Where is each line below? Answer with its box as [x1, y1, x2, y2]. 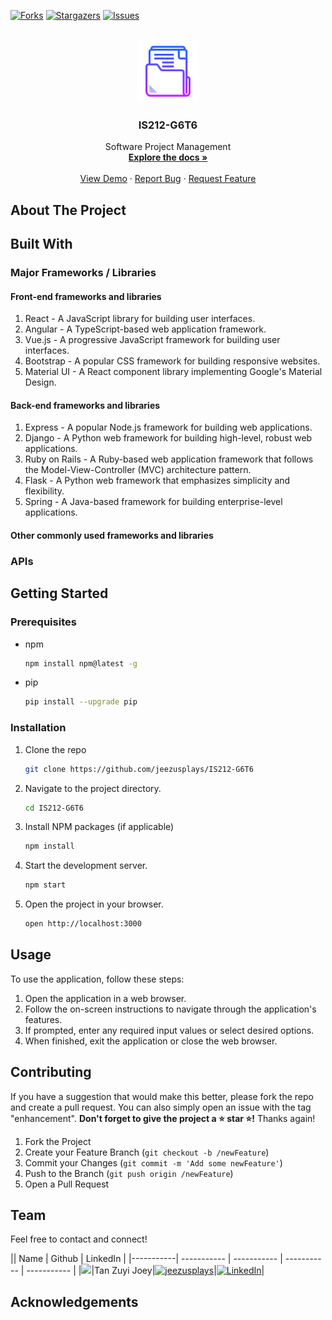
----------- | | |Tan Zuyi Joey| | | [26, 1265, 265, 1277]
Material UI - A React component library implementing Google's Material [24, 366, 323, 378]
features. [24, 1013, 63, 1025]
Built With [10, 236, 73, 253]
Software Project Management [104, 141, 232, 153]
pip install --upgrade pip [24, 697, 138, 707]
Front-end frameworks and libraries [10, 290, 162, 302]
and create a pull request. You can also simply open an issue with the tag [10, 1101, 312, 1113]
